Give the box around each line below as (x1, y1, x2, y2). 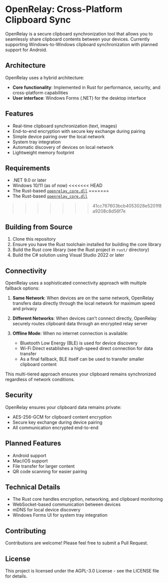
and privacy (12, 306, 38, 311)
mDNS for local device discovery (12, 507, 81, 513)
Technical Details (5, 483, 61, 492)
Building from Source (5, 223, 73, 231)
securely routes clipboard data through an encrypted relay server (12, 321, 148, 326)
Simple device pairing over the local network (12, 133, 105, 139)
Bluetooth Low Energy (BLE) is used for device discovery (20, 340, 138, 346)
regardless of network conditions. (5, 376, 75, 382)
